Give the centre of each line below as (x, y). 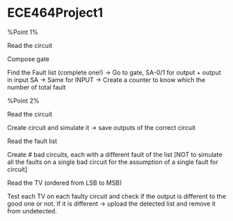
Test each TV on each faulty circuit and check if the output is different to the (116, 196)
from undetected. (32, 211)
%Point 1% (23, 32)
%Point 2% (23, 100)
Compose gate (29, 59)
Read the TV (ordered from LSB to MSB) (65, 183)
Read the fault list (32, 141)
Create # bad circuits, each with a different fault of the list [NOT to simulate (115, 154)
